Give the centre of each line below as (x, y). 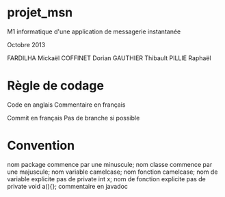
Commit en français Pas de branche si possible (74, 118)
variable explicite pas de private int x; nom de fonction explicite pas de (107, 179)
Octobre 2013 (26, 44)
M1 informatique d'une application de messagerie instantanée (94, 31)
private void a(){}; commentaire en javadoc (68, 186)
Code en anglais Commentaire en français (66, 105)
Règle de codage (56, 86)
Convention (41, 146)
